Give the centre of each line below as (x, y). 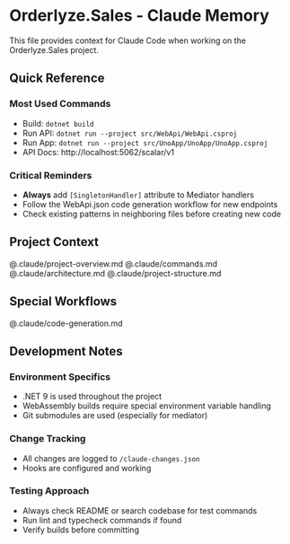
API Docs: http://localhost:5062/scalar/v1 (98, 152)
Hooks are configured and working (87, 468)
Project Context (54, 242)
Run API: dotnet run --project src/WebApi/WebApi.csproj (130, 133)
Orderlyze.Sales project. (54, 49)
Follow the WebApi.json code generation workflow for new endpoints (150, 204)
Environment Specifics (60, 376)
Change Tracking (48, 439)
